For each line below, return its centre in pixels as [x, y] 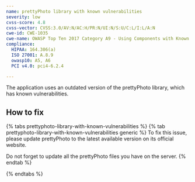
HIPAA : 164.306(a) [34, 50]
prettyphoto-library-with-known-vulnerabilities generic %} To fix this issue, [97, 133]
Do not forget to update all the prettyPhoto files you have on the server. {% [96, 156]
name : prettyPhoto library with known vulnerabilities [74, 11]
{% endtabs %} [25, 174]
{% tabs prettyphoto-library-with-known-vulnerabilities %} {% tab [86, 126]
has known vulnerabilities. [37, 94]
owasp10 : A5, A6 [31, 60]
